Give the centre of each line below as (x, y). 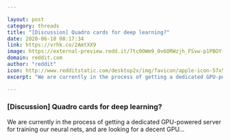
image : (16, 51)
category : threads (33, 26)
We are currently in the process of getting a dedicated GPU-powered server (114, 121)
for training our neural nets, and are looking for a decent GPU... (96, 129)
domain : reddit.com (35, 58)
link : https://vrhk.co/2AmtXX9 (52, 45)
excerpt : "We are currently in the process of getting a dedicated (105, 77)
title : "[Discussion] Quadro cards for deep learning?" (88, 32)
